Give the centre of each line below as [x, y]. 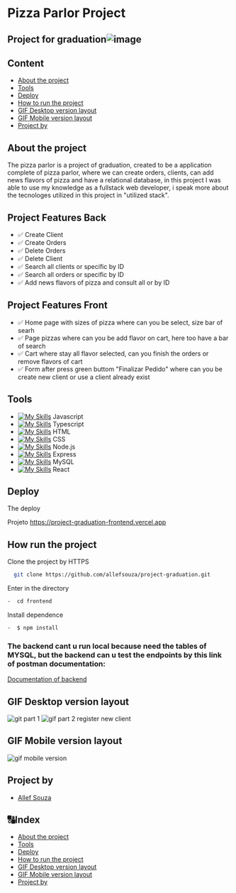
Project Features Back [57, 218]
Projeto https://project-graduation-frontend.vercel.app [87, 522]
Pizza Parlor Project [67, 13]
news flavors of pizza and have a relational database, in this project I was [114, 180]
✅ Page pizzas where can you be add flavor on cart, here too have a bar [123, 338]
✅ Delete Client [40, 259]
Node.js [64, 446]
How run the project [52, 544]
